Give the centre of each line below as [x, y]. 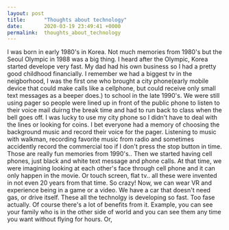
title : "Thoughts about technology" [67, 20]
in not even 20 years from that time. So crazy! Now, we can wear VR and [110, 183]
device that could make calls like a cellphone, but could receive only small [111, 88]
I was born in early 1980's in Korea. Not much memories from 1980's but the [115, 52]
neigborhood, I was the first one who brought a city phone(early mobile [108, 81]
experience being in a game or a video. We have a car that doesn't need [109, 190]
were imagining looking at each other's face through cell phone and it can [111, 168]
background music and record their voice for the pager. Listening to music [112, 132]
